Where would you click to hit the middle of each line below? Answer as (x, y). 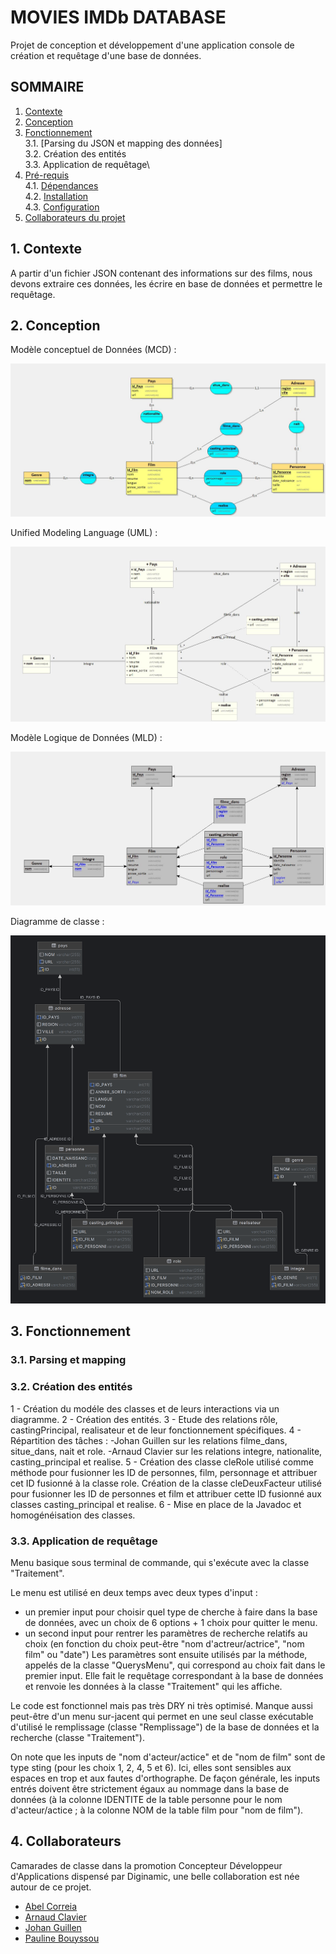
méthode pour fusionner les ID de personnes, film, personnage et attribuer (164, 1472)
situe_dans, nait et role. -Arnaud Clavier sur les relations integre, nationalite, (166, 1451)
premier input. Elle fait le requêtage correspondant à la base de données (174, 1675)
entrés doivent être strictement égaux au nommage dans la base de (150, 1788)
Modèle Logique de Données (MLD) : (86, 738)
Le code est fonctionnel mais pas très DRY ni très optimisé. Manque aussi (161, 1705)
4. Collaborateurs (66, 1841)
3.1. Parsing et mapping (68, 1360)
